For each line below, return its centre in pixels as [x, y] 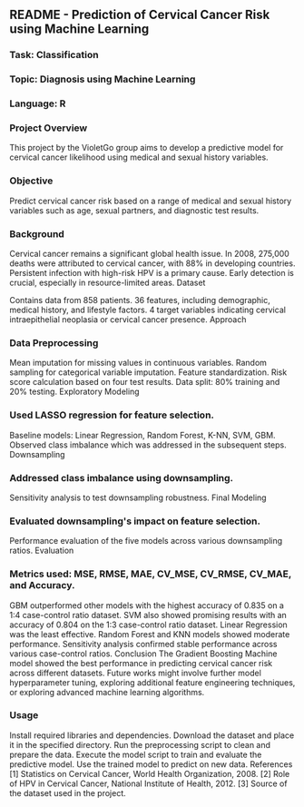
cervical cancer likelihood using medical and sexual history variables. [139, 157]
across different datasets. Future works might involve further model [135, 673]
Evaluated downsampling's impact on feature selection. [135, 521]
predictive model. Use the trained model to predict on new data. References [151, 764]
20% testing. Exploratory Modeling [74, 392]
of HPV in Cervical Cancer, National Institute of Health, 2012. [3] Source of [148, 783]
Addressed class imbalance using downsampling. [122, 477]
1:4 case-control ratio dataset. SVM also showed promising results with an [148, 615]
